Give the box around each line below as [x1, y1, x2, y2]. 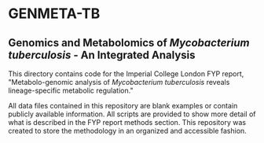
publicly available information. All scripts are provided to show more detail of [8, 109, 256, 119]
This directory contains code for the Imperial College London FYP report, [8, 69, 244, 79]
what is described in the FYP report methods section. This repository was [8, 118, 246, 126]
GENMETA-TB [8, 5, 101, 23]
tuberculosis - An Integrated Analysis [8, 48, 196, 61]
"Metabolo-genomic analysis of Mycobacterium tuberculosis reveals [8, 78, 230, 86]
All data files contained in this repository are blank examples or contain [8, 101, 238, 110]
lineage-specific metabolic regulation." [8, 86, 134, 95]
